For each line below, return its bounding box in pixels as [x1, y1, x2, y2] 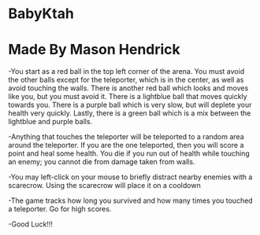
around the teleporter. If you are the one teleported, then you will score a [8, 141, 244, 150]
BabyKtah [8, 5, 75, 23]
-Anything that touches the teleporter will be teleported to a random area [8, 132, 244, 141]
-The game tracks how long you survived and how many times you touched [8, 196, 254, 205]
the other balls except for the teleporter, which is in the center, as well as [8, 75, 244, 85]
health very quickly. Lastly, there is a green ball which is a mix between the [8, 108, 251, 118]
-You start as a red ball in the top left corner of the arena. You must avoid [8, 67, 245, 76]
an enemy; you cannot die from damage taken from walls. [8, 157, 195, 167]
